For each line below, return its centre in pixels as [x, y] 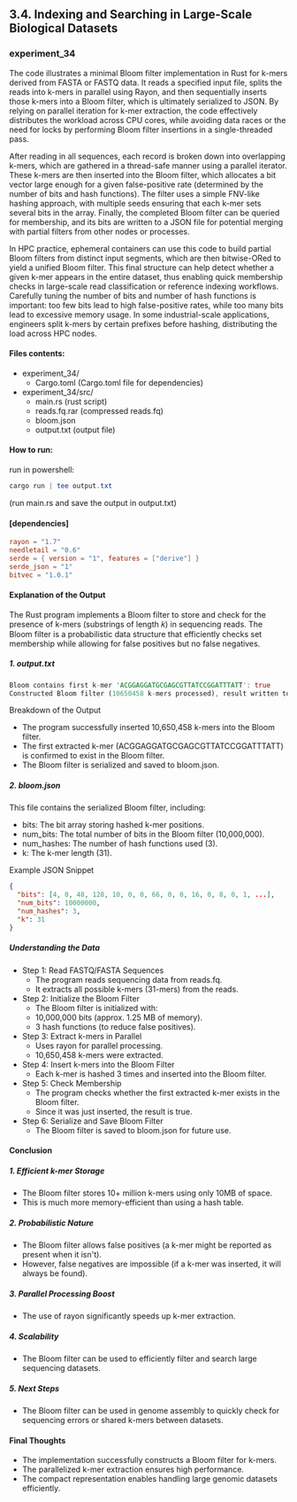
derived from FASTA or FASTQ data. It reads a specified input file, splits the [146, 82]
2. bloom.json [35, 786]
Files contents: [37, 354]
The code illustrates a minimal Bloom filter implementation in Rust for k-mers [148, 73]
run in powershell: [42, 470]
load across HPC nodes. [53, 333]
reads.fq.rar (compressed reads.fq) [99, 410]
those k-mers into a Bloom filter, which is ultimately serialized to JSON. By [144, 101]
